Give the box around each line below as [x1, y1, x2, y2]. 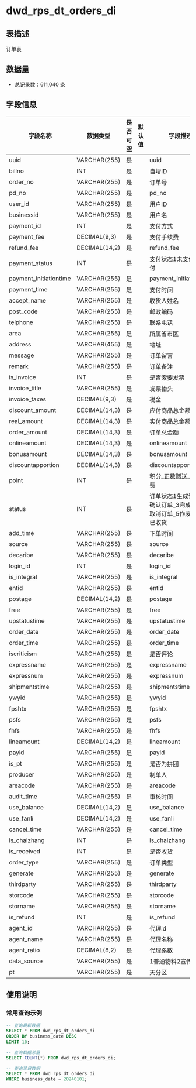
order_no [9, 177, 34, 186]
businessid [9, 211, 39, 219]
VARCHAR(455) [76, 340, 121, 348]
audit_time [9, 792, 38, 800]
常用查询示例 [6, 1008, 43, 1017]
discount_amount [9, 406, 57, 414]
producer [9, 770, 34, 778]
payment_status [9, 259, 52, 267]
